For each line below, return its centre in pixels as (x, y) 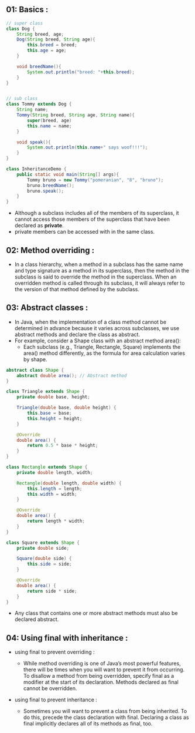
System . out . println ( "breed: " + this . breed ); (81, 72)
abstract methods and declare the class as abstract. (77, 334)
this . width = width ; (52, 494)
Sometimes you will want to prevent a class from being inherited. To (105, 711)
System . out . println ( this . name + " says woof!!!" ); (88, 147)
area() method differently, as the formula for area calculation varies (104, 353)
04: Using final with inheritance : (67, 638)
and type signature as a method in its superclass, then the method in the (102, 270)
